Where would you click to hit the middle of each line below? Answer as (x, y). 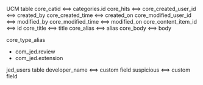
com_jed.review (35, 52)
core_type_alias (26, 40)
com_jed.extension (39, 58)
